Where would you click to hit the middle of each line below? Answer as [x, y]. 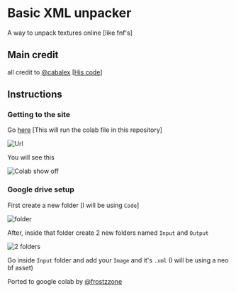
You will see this [31, 157]
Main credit [33, 55]
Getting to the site [39, 115]
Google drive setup [41, 189]
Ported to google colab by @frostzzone [65, 281]
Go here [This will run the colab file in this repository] [85, 130]
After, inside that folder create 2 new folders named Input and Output [108, 233]
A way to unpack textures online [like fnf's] [70, 33]
